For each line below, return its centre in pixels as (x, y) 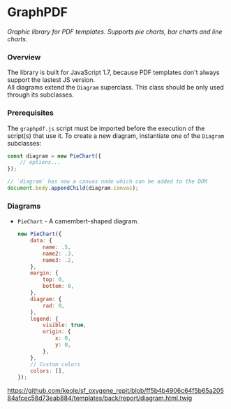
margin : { (44, 273)
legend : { (44, 319)
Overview (24, 57)
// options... (40, 162)
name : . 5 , (57, 247)
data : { (41, 241)
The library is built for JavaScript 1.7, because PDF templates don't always (113, 72)
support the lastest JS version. (51, 80)
